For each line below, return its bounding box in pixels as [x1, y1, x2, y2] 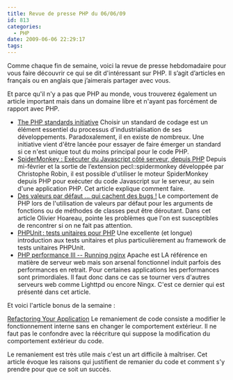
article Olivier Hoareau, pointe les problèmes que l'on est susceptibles [17, 214, 219, 222]
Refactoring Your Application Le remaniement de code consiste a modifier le [7, 315, 226, 323]
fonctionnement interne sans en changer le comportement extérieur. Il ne [7, 322, 217, 330]
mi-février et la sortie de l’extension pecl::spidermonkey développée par [17, 163, 224, 170]
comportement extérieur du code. [7, 337, 104, 345]
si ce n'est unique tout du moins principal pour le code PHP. [17, 147, 189, 156]
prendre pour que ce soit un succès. [7, 365, 111, 373]
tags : [7, 42, 23, 49]
